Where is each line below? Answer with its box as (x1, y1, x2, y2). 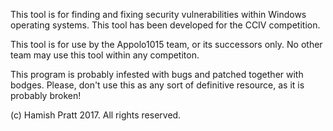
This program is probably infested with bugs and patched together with (10, 69, 304, 80)
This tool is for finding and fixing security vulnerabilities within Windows (10, 9, 307, 20)
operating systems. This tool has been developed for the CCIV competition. (10, 19, 321, 31)
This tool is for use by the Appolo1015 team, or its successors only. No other (10, 39, 323, 50)
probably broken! (10, 90, 82, 101)
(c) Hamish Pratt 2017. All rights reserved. (10, 109, 182, 121)
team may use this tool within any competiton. (10, 49, 200, 61)
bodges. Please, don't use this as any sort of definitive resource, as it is (10, 79, 305, 91)
